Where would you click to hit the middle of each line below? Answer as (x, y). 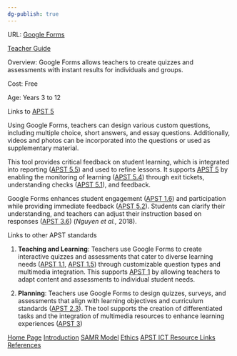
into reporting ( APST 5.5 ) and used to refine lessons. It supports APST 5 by (118, 169)
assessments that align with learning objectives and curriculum (110, 300)
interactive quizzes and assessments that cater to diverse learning (115, 256)
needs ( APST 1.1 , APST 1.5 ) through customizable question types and (119, 264)
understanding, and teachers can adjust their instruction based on (105, 213)
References (24, 345)
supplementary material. (43, 148)
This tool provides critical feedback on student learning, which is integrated (118, 162)
